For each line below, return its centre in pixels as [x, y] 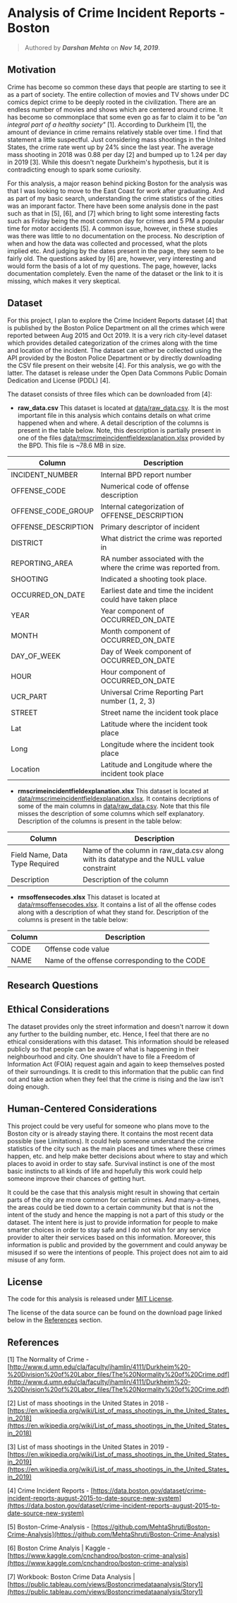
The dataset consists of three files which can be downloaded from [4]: [110, 394]
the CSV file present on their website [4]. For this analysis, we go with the [114, 365]
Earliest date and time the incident [157, 590]
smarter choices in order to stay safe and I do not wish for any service [109, 1230]
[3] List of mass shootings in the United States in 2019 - [88, 1447]
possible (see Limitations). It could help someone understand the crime [111, 1141]
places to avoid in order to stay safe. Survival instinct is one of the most [111, 1163]
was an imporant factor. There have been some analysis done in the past [113, 206]
